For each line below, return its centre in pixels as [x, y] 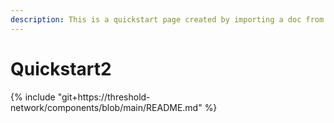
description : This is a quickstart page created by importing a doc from [167, 19]
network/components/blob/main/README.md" [106, 107]
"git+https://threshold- [104, 97]
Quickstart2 [61, 68]
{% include [33, 97]
